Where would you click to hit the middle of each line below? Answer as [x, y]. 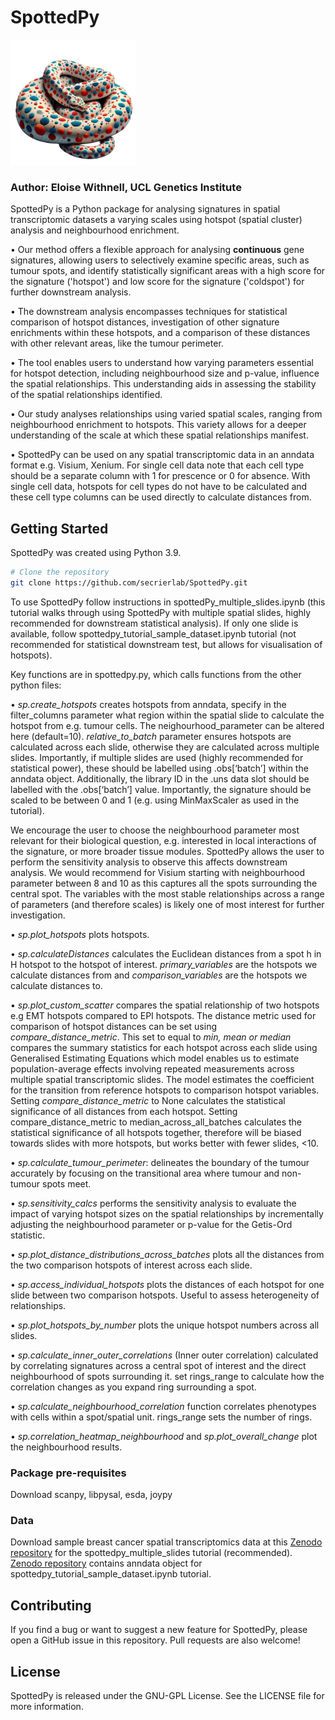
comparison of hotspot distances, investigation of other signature [145, 322]
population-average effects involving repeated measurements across [152, 1068]
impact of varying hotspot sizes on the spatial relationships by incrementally [167, 1213]
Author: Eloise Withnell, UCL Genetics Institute [126, 187]
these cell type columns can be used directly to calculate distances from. [161, 497]
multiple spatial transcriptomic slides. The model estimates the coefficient [162, 1079]
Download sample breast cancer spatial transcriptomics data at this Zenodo [166, 1542]
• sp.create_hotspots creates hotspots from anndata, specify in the [148, 704]
